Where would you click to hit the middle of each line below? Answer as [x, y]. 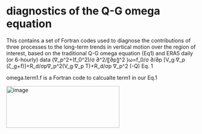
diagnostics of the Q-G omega [83, 11]
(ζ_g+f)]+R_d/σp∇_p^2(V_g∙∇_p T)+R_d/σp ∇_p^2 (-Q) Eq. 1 [80, 66]
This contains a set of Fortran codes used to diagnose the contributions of [99, 40]
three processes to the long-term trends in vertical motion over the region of [101, 47]
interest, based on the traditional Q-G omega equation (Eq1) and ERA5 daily [100, 53]
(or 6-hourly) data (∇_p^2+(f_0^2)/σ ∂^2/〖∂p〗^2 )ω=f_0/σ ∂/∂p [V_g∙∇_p [96, 59]
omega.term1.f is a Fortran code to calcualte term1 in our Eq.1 [82, 78]
